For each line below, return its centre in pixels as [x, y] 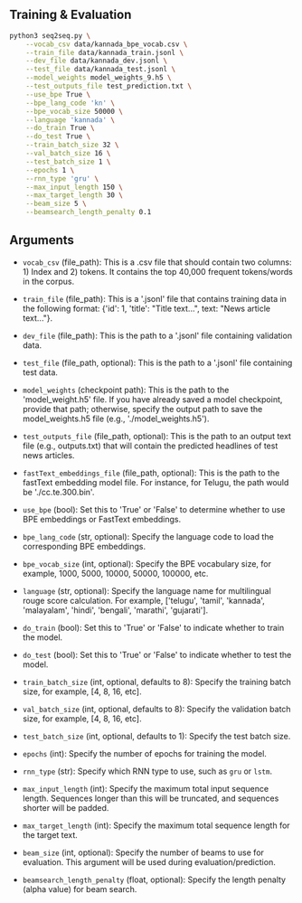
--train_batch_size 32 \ [72, 145]
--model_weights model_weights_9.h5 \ [99, 78]
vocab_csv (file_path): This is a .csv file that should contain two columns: [157, 262]
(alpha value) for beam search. [80, 889]
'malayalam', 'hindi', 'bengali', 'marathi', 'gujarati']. [115, 610]
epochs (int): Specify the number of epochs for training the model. [144, 753]
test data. [40, 372]
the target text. [50, 834]
